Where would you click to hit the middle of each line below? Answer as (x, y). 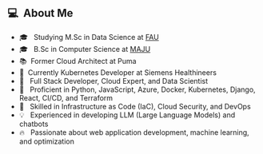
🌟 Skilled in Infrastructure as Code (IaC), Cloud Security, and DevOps (135, 106)
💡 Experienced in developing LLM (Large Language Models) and (127, 115)
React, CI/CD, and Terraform (66, 97)
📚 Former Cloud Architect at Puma (78, 61)
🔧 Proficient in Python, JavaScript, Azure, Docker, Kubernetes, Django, (137, 89)
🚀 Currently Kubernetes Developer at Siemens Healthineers (118, 72)
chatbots (34, 124)
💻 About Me (40, 13)
